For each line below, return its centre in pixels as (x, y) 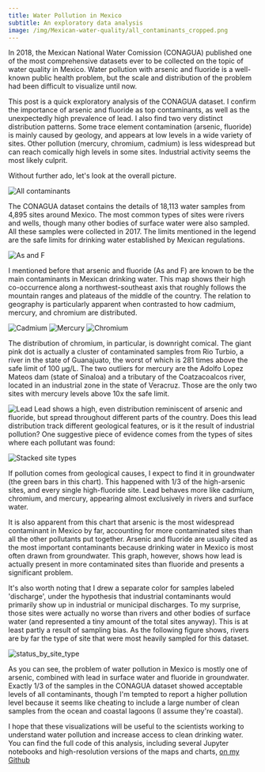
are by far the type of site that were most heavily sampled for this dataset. (129, 638)
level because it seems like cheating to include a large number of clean (124, 703)
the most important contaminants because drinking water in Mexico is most (131, 547)
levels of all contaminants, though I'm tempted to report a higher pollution (128, 694)
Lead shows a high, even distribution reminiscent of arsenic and (138, 409)
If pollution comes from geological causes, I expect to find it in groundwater (132, 473)
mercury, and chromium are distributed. (73, 312)
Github (19, 760)
